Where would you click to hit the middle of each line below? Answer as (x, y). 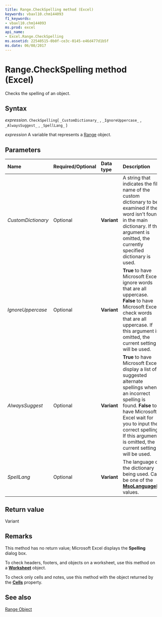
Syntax (16, 108)
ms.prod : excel (20, 28)
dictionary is (137, 256)
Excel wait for (138, 418)
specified (133, 251)
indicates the (137, 184)
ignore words (138, 283)
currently (133, 244)
